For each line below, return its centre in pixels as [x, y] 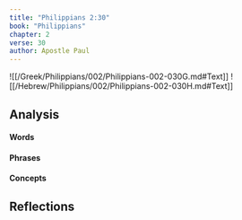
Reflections [42, 206]
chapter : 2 [30, 34]
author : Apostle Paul [50, 51]
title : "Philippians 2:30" [60, 18]
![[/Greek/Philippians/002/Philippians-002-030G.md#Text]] [119, 76]
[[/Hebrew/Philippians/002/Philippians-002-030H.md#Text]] [121, 86]
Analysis [35, 114]
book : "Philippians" [48, 26]
